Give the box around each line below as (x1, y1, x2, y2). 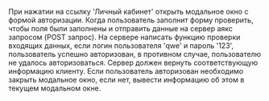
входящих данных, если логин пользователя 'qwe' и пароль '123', (8, 41, 234, 50)
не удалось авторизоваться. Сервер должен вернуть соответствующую (8, 58, 259, 67)
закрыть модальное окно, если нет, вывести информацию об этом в (8, 75, 245, 84)
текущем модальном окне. (8, 83, 101, 93)
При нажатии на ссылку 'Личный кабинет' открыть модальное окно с (8, 7, 249, 16)
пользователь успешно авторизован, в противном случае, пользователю (8, 50, 262, 59)
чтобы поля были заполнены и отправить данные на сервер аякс (8, 24, 234, 33)
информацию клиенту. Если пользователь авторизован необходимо (8, 67, 244, 75)
